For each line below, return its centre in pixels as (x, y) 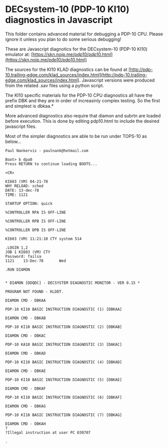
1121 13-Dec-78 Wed (36, 261)
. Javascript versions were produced (117, 80)
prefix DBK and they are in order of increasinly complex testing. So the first (83, 100)
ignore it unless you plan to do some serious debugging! (63, 39)
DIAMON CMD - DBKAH (26, 424)
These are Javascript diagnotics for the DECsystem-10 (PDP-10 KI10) (76, 49)
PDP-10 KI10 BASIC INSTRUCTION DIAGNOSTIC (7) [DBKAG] (64, 415)
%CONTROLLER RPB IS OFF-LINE (36, 221)
